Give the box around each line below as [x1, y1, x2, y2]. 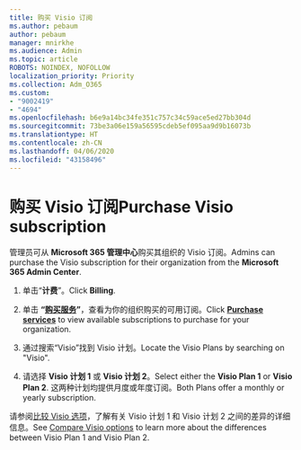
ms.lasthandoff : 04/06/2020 [9, 146, 115, 155]
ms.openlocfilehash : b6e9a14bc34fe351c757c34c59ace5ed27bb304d [9, 113, 252, 122]
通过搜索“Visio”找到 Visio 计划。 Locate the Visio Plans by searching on [22, 342, 285, 353]
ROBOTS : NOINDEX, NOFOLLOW [9, 64, 111, 73]
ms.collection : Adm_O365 [9, 80, 102, 89]
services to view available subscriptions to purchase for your [22, 314, 250, 325]
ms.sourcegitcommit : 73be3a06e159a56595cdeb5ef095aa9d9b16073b [9, 122, 252, 131]
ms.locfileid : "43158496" [9, 154, 106, 164]
